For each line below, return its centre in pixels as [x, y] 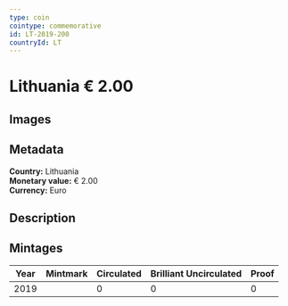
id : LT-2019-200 [39, 34]
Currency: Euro [38, 190]
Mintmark [67, 273]
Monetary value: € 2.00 [53, 180]
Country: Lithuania [44, 171]
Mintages [36, 248]
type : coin [29, 17]
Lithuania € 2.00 [71, 87]
